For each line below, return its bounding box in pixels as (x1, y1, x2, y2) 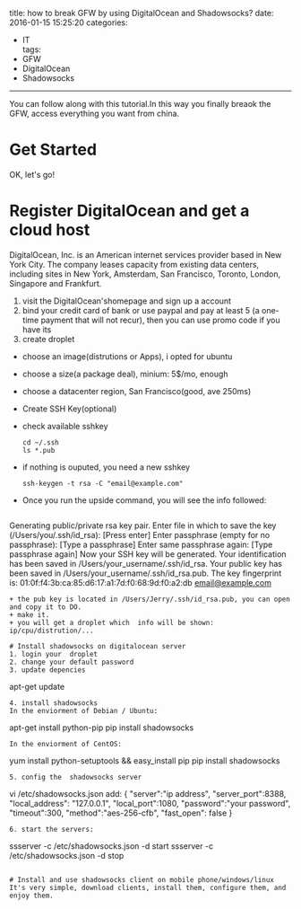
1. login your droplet (9, 649, 99, 658)
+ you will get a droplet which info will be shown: (9, 618, 215, 627)
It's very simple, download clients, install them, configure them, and (9, 883, 287, 892)
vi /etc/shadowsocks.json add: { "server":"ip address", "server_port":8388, (9, 788, 287, 799)
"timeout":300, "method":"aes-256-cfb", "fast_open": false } (9, 808, 233, 818)
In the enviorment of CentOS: (9, 739, 123, 748)
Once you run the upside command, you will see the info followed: (21, 494, 267, 506)
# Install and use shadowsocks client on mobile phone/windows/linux (9, 875, 275, 884)
